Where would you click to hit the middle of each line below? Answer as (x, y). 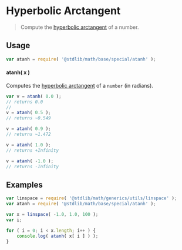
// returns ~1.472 (28, 134)
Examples (24, 184)
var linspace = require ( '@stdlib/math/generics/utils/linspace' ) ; (92, 198)
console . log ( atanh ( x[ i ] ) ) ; (58, 236)
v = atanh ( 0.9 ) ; (28, 129)
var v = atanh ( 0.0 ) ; (34, 96)
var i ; (14, 220)
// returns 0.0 (25, 102)
